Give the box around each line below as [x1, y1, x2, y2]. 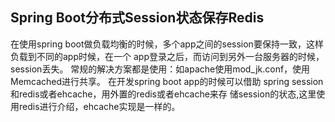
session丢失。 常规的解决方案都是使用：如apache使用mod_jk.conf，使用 [10, 63, 311, 75]
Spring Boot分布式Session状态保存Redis [10, 9, 265, 27]
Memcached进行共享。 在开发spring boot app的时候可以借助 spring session [10, 75, 324, 87]
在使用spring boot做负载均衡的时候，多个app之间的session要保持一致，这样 [10, 38, 324, 50]
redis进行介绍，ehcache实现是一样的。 [18, 100, 181, 112]
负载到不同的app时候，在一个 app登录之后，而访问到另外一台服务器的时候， [10, 50, 325, 62]
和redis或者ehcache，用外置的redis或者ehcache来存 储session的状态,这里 [10, 88, 317, 100]
